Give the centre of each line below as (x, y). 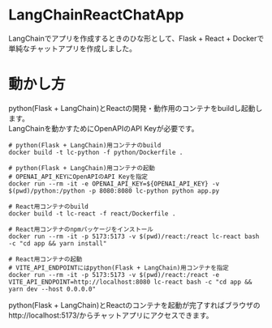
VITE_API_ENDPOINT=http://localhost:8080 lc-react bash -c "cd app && (130, 282)
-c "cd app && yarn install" (58, 243)
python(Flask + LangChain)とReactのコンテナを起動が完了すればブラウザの (135, 305)
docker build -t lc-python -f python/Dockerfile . (96, 152)
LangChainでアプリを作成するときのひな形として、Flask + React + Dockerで (136, 38)
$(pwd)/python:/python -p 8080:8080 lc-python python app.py (114, 191)
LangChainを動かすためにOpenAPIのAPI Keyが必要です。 (104, 128)
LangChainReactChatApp (96, 15)
